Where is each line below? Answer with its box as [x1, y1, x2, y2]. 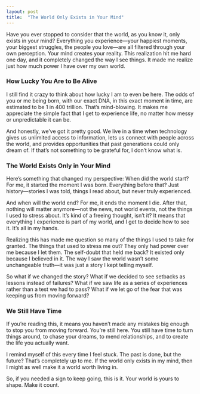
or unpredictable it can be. [6, 116, 72, 123]
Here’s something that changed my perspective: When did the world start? [6, 175, 189, 182]
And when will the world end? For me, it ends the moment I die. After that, [6, 199, 187, 206]
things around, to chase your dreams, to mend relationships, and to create [6, 333, 189, 340]
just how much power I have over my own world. [6, 62, 125, 69]
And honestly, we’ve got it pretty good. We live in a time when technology [6, 128, 187, 135]
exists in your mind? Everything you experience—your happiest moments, [6, 37, 187, 44]
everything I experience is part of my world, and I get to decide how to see [6, 218, 190, 225]
